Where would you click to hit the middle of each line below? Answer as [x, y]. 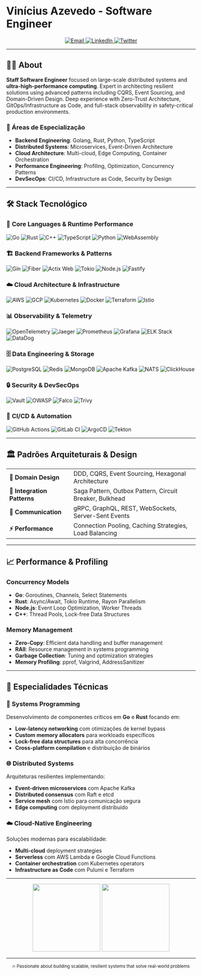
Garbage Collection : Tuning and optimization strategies [84, 656]
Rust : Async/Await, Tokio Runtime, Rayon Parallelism [80, 602]
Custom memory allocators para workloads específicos [85, 735]
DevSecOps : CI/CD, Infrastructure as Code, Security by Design [93, 179]
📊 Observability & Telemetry [49, 316]
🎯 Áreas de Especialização [46, 127]
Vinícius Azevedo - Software [79, 11]
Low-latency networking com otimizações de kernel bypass [90, 729]
